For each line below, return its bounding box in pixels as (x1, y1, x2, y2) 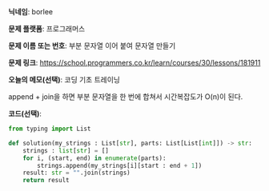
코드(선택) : (8, 109, 42, 118)
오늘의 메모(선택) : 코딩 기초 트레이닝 (8, 75, 120, 84)
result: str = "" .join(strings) (22, 169, 130, 177)
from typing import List (8, 125, 91, 133)
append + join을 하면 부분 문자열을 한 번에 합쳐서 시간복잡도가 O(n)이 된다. (8, 92, 243, 101)
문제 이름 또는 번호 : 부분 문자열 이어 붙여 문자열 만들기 (8, 41, 176, 50)
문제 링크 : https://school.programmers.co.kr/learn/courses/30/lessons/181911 (8, 58, 261, 67)
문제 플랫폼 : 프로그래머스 (8, 24, 86, 34)
